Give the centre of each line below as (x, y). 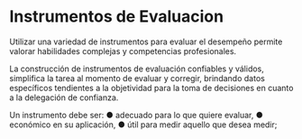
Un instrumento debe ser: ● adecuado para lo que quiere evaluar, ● (136, 115)
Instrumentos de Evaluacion (116, 17)
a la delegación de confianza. (64, 97)
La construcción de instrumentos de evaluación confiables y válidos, (137, 69)
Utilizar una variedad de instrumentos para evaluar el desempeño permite (146, 42)
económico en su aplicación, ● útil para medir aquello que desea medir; (143, 125)
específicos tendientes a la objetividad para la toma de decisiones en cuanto (151, 88)
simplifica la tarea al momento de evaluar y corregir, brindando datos (137, 78)
